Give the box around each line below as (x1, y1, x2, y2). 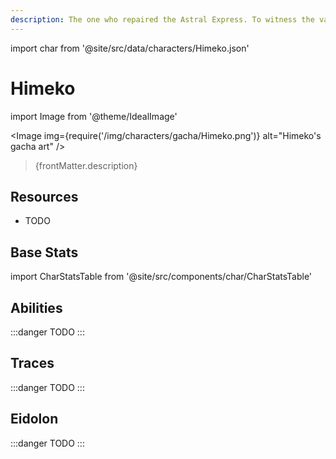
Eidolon (10, 411, 59, 428)
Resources (10, 188, 79, 205)
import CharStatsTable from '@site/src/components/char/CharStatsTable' (10, 271, 313, 283)
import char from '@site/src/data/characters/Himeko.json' (10, 42, 250, 54)
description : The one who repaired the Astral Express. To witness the (10, 14, 315, 25)
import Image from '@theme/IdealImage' (10, 110, 178, 122)
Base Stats (10, 244, 79, 261)
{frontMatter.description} (34, 159, 138, 171)
